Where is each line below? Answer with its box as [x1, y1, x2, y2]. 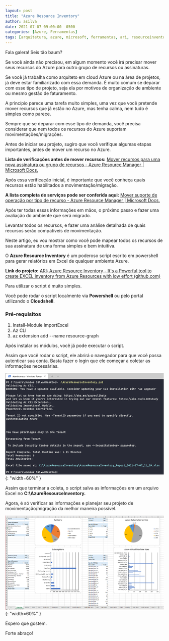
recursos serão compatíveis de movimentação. [5, 228, 103, 233]
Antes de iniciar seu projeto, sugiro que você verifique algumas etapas [5, 141, 152, 147]
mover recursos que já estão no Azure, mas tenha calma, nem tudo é [5, 106, 148, 111]
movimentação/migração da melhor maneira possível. [5, 505, 117, 511]
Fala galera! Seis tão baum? [5, 50, 63, 55]
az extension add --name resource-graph [12, 333, 99, 339]
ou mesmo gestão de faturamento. [5, 90, 77, 96]
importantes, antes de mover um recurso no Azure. [5, 146, 111, 153]
